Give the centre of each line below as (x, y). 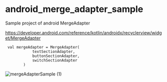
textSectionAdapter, (54, 51)
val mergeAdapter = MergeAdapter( (44, 47)
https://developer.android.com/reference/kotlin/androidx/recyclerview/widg (83, 32)
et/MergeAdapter (23, 38)
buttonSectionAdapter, (56, 56)
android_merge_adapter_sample (74, 9)
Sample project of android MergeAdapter (48, 23)
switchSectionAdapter (55, 60)
